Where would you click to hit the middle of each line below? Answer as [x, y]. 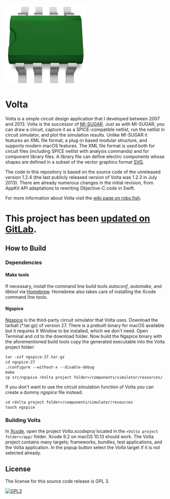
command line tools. [26, 297]
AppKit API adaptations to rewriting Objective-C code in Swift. [70, 188]
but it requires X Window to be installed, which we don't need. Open [77, 331]
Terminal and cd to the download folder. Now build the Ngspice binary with [84, 336]
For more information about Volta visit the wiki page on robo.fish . [73, 198]
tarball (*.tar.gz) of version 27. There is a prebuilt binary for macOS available [85, 325]
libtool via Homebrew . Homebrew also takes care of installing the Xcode [81, 292]
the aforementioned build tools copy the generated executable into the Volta [85, 342]
